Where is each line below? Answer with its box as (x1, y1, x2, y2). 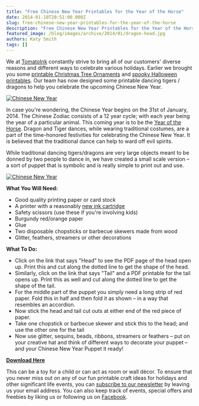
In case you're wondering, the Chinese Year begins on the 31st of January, (6, 106, 188, 113)
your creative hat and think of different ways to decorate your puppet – (14, 338, 188, 346)
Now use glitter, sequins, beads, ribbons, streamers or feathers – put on (14, 333, 190, 340)
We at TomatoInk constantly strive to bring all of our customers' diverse (6, 57, 181, 65)
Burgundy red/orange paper (14, 215, 84, 222)
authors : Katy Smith (6, 36, 57, 42)
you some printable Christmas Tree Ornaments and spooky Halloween (6, 71, 178, 78)
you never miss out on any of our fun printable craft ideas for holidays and (6, 374, 188, 381)
